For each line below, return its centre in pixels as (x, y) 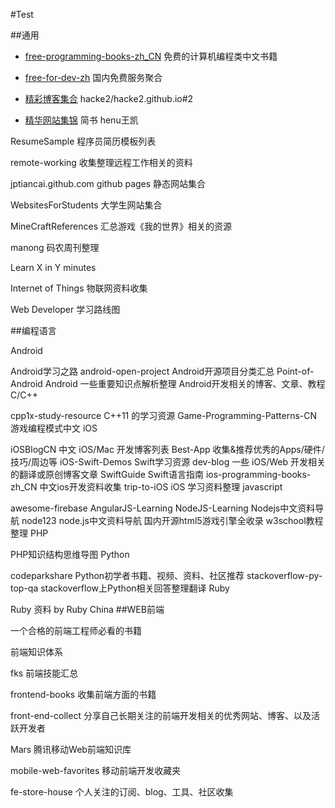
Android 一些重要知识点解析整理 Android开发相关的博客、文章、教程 (185, 383)
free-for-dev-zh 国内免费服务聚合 (93, 77)
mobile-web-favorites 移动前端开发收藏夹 (96, 770)
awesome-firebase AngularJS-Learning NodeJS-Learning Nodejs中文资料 (163, 508)
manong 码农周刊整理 (55, 247)
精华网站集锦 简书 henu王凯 (81, 120)
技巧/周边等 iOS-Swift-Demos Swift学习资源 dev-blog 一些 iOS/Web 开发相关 (168, 462)
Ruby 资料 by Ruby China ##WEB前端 (87, 609)
